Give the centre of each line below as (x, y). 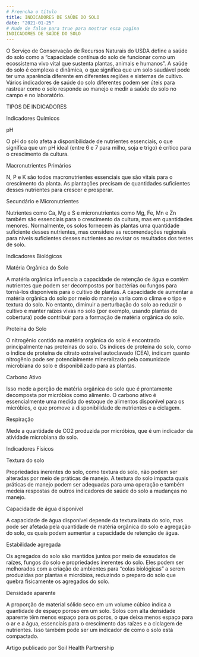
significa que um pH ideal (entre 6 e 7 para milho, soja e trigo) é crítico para (99, 148)
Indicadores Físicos (30, 449)
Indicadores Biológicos (34, 256)
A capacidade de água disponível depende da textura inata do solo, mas (94, 520)
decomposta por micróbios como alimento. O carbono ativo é (81, 395)
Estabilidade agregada (34, 545)
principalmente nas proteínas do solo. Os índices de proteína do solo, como (99, 347)
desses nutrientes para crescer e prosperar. (60, 190)
